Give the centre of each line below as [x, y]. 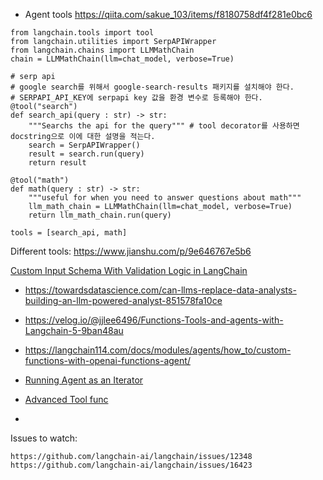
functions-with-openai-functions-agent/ [107, 360]
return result [57, 163]
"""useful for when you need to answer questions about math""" [165, 198]
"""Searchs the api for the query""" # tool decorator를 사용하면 [164, 126]
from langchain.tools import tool [82, 33]
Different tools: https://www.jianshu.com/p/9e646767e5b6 [131, 251]
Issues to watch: [44, 438]
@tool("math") [40, 180]
